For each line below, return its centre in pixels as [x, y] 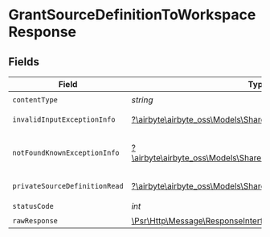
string [143, 100]
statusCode [33, 206]
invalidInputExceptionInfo [64, 120]
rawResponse [35, 220]
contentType [35, 100]
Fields [24, 62]
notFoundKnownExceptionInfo [66, 153]
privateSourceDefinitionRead [68, 186]
